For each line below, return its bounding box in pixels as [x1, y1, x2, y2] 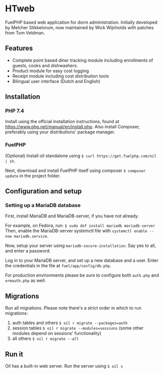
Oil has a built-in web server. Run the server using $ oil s [5, 363, 123, 369]
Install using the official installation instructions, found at [5, 119, 120, 125]
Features [5, 44, 33, 52]
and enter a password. [5, 248, 51, 254]
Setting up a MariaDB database [5, 202, 81, 209]
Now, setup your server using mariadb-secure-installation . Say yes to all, [5, 243, 156, 249]
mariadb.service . [14, 233, 49, 239]
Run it [5, 350, 24, 358]
